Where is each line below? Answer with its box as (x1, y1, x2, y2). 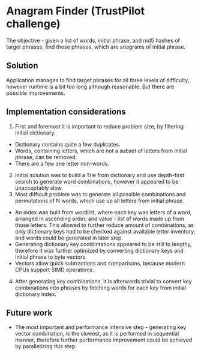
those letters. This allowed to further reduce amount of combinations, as (14, 221, 194, 229)
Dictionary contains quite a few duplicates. (14, 140, 121, 148)
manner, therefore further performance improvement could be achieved (14, 336, 193, 343)
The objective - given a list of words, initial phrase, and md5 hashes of (6, 37, 180, 44)
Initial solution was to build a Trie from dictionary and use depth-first (14, 171, 185, 178)
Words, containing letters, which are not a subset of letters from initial (14, 147, 188, 154)
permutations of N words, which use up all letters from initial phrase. (14, 197, 185, 204)
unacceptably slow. (14, 184, 63, 192)
